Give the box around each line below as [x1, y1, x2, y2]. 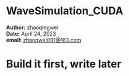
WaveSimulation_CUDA [6, 4, 124, 18]
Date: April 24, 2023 [6, 30, 56, 37]
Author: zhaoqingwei [6, 24, 58, 31]
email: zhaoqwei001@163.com [6, 36, 81, 43]
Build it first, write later [6, 58, 122, 71]
